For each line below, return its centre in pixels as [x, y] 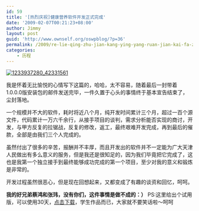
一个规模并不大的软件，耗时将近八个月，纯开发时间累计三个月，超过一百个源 [99, 112]
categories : [21, 50]
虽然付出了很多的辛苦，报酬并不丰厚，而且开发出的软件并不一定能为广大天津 [99, 147]
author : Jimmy [24, 28]
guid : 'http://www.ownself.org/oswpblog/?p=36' [66, 39]
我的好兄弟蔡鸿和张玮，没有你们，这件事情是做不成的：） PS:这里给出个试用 [99, 194]
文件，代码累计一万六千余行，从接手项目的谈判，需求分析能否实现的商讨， [97, 120]
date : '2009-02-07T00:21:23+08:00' [50, 23]
